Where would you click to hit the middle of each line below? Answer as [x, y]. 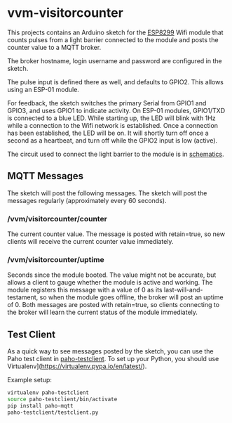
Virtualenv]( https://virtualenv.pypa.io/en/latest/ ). [77, 366]
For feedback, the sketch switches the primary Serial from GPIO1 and [107, 103]
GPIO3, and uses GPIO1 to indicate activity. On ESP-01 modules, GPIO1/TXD [116, 110]
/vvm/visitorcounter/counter [57, 219]
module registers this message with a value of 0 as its [85, 290]
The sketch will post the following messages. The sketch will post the [107, 193]
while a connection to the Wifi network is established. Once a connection [113, 125]
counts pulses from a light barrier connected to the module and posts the [113, 39]
